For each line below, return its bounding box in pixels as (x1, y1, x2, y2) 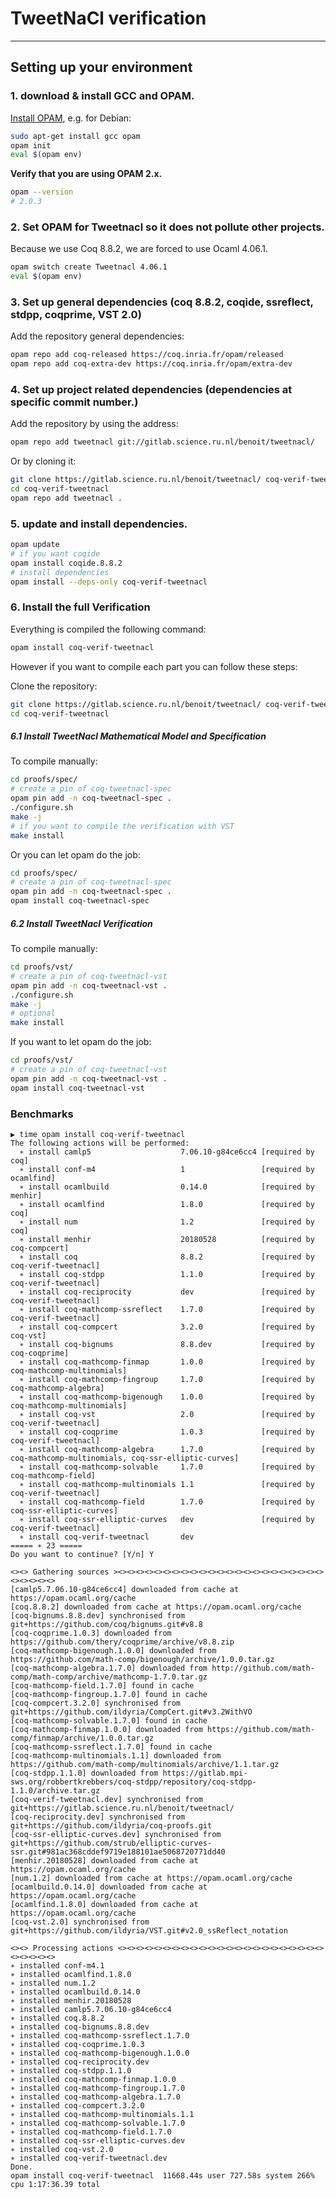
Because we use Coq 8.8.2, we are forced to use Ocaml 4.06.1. (10, 243, 269, 255)
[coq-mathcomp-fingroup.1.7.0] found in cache (10, 1689, 208, 1699)
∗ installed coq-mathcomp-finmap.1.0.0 (10, 2074, 177, 2084)
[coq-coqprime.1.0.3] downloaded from (10, 1628, 172, 1638)
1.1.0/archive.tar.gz (10, 1785, 101, 1796)
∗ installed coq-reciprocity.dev (10, 2057, 150, 2067)
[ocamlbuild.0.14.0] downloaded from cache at (10, 1882, 208, 1892)
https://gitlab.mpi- (162, 1768, 248, 1778)
